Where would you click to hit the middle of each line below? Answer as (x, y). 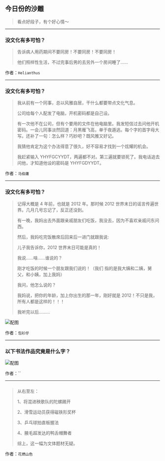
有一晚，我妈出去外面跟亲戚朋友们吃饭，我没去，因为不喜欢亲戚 (82, 220)
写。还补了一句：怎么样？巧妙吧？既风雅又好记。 (67, 136)
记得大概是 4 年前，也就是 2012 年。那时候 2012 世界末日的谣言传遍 (86, 203)
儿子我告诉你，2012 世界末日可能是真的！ (59, 247)
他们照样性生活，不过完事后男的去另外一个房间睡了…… (72, 62)
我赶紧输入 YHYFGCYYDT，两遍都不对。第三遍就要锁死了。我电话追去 (88, 157)
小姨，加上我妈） (47, 274)
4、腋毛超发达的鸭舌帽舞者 (44, 433)
